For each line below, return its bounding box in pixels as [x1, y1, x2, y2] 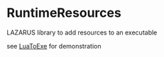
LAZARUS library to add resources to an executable [6, 28, 158, 37]
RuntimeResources [6, 5, 121, 21]
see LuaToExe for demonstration [6, 42, 102, 50]
